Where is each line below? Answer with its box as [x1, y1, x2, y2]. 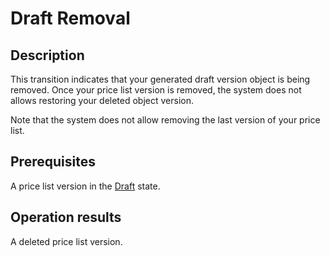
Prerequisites [10, 153, 96, 171]
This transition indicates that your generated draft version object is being [10, 73, 311, 85]
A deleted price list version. [10, 235, 123, 247]
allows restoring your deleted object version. [10, 95, 195, 106]
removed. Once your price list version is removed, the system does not [10, 84, 302, 96]
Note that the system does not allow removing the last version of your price [10, 114, 321, 126]
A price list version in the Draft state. [10, 180, 161, 192]
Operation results [10, 209, 122, 226]
